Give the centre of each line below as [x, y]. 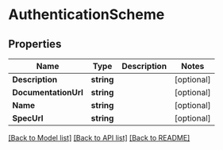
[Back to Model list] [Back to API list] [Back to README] [99, 138]
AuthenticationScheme [87, 15]
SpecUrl [28, 118]
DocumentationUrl [48, 92]
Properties [35, 44]
